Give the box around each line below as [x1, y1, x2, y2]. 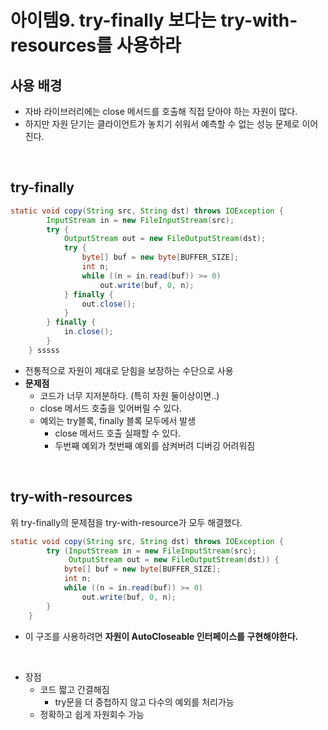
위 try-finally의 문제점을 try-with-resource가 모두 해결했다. [10, 516, 243, 528]
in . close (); [63, 327, 114, 337]
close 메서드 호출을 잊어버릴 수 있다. [39, 402, 183, 414]
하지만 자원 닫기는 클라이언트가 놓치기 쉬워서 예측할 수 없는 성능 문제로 [24, 118, 300, 130]
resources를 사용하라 [10, 34, 182, 57]
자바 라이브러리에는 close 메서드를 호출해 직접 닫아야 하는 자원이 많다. [24, 106, 298, 117]
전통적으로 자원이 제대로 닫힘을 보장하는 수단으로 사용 [24, 364, 234, 376]
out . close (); [81, 299, 137, 309]
